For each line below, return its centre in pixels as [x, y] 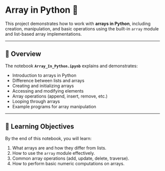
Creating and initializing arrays [43, 86]
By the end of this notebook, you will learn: [48, 138]
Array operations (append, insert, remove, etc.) [60, 96]
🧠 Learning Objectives [40, 127]
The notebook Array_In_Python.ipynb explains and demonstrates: [71, 66]
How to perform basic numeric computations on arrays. [68, 163]
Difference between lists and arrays [48, 80]
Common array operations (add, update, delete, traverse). [70, 158]
